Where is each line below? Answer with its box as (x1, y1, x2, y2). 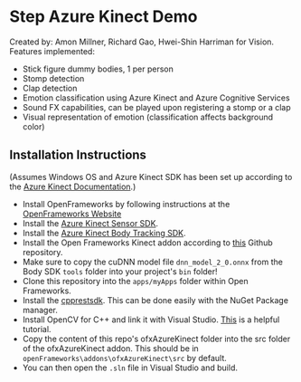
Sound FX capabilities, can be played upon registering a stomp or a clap (22, 101, 291, 112)
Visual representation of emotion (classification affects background (22, 111, 274, 122)
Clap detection (22, 82, 78, 93)
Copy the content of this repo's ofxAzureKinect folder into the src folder (22, 333, 291, 344)
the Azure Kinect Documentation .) (9, 181, 136, 192)
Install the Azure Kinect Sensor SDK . (22, 217, 159, 228)
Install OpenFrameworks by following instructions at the (22, 198, 230, 209)
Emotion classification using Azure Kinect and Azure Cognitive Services (22, 92, 291, 103)
